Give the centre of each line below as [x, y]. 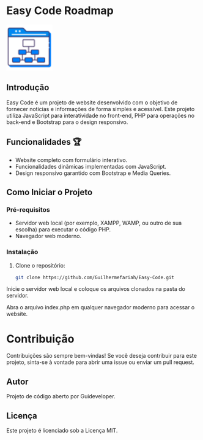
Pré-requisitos [28, 209]
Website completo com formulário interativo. [71, 160]
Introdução [28, 87]
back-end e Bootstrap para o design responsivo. [67, 122]
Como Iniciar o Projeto [50, 192]
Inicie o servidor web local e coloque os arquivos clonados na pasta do [96, 289]
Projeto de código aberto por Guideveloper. [61, 396]
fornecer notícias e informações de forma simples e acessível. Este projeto [101, 109]
